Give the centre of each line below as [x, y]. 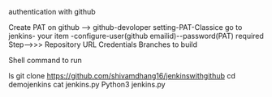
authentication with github [52, 12]
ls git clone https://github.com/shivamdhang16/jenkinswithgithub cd [122, 76]
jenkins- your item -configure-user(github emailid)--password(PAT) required [136, 36]
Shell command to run [45, 60]
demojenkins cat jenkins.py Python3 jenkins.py [87, 84]
